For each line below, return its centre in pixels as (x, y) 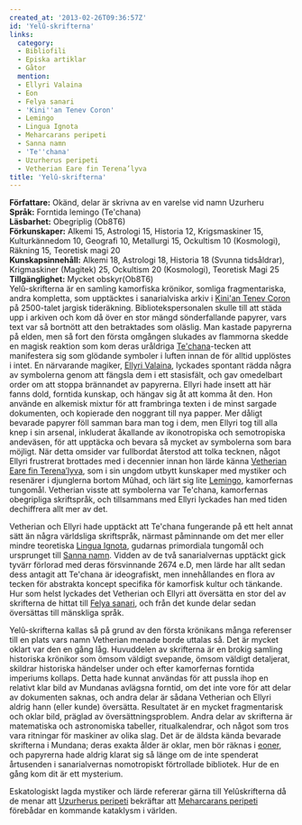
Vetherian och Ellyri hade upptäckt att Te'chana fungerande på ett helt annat (151, 527)
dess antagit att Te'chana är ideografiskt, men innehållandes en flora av (142, 574)
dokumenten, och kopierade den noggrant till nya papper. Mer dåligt (136, 413)
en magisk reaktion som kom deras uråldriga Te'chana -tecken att (130, 346)
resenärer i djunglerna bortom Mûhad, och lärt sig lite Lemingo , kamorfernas (151, 481)
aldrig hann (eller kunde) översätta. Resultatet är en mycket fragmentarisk (146, 707)
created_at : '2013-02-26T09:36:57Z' (78, 18)
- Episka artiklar (52, 60)
